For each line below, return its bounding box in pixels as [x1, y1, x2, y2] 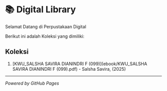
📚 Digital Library [5, 4, 76, 15]
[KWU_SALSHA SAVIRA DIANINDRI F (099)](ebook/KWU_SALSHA [12, 60, 148, 67]
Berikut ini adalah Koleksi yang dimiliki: [5, 33, 84, 39]
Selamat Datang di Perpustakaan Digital [5, 23, 86, 30]
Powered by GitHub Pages [5, 80, 60, 86]
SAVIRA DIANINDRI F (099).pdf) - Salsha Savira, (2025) [12, 66, 126, 72]
